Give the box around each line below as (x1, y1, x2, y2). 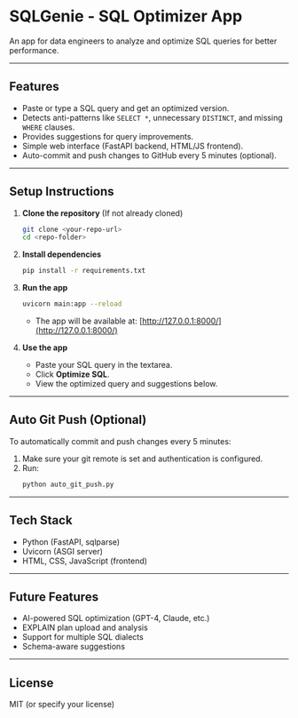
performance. (9, 44, 59, 55)
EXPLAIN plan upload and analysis (21, 622, 148, 633)
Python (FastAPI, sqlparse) (21, 536, 121, 547)
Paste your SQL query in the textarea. (35, 360, 173, 371)
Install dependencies (21, 249, 102, 259)
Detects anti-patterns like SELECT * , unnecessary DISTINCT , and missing (21, 112, 283, 123)
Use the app (21, 342, 68, 353)
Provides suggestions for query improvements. (21, 131, 193, 141)
